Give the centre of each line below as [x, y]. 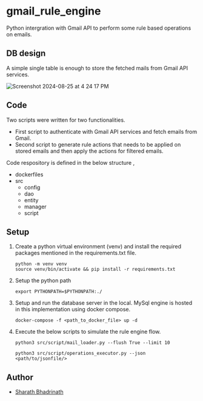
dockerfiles [29, 174]
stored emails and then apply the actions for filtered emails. [89, 151]
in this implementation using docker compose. [73, 310]
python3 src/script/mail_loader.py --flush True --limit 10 [92, 343]
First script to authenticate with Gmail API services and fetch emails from [106, 131]
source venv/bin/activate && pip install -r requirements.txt [95, 270]
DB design [26, 54]
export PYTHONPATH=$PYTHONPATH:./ [58, 292]
